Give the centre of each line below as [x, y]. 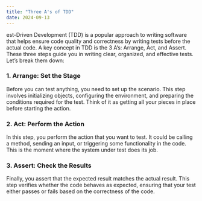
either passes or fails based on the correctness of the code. [80, 191]
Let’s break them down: [35, 60]
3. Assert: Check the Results [49, 165]
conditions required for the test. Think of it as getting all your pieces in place [101, 102]
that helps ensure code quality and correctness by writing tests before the [98, 41]
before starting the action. [39, 108]
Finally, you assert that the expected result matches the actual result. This [98, 179]
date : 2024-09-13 [28, 18]
